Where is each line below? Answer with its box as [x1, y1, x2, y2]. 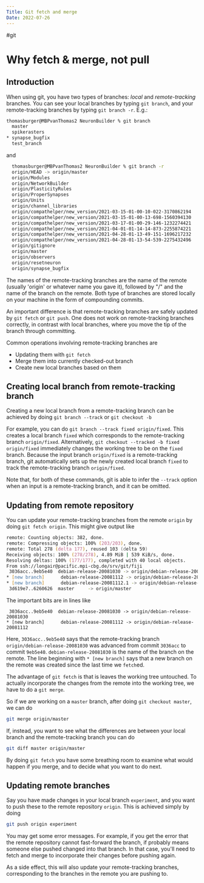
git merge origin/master [6, 716, 69, 722]
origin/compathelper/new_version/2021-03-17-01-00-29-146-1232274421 [12, 220, 191, 226]
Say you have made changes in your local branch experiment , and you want [6, 796, 195, 804]
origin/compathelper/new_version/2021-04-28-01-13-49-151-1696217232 [12, 231, 191, 238]
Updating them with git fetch [15, 351, 91, 358]
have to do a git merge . [6, 685, 65, 693]
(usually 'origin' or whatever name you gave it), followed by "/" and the [6, 283, 183, 290]
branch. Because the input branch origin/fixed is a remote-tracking [6, 451, 178, 459]
